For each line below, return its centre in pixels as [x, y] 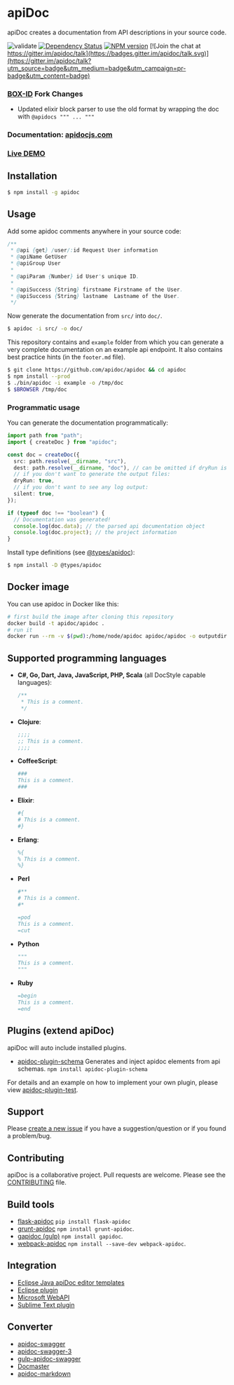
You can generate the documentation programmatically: [88, 423]
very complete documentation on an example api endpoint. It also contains [115, 350]
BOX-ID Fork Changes [45, 94]
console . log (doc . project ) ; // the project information [95, 533]
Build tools [31, 1205]
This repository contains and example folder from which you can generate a [116, 342]
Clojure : [29, 722]
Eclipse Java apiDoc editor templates [71, 1282]
